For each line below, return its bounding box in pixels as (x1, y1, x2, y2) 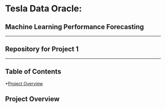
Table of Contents (5, 68, 62, 76)
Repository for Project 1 (5, 45, 79, 53)
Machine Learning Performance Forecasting (5, 23, 144, 31)
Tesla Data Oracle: (5, 3, 83, 14)
